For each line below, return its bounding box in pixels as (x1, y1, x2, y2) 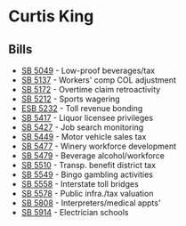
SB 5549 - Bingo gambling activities (20, 169, 153, 180)
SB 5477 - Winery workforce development (20, 141, 177, 151)
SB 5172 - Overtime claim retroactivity (20, 85, 161, 94)
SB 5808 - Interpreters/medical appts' (20, 198, 161, 208)
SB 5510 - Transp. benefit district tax (20, 160, 157, 170)
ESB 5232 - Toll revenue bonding (20, 103, 143, 113)
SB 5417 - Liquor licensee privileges (20, 113, 153, 123)
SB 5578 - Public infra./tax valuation (20, 189, 154, 198)
